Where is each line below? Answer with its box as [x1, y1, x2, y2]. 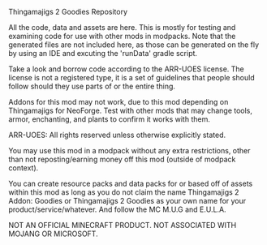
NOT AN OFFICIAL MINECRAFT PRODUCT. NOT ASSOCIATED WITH [8, 221, 237, 230]
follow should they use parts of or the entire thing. [8, 81, 176, 91]
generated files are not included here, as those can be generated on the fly [8, 40, 260, 49]
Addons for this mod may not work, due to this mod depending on [8, 97, 229, 106]
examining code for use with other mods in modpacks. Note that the [8, 32, 236, 41]
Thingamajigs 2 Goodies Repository [8, 7, 128, 16]
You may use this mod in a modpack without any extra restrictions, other [8, 146, 251, 155]
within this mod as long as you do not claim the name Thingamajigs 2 [8, 187, 239, 197]
